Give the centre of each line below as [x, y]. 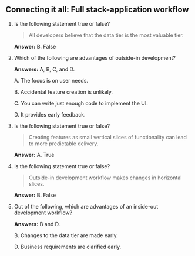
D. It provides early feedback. [50, 114]
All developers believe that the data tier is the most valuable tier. [106, 35]
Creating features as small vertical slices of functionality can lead [108, 137]
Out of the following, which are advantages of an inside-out [86, 206]
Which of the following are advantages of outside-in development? [95, 57]
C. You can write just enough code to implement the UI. [81, 103]
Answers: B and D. [37, 224]
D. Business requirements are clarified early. [68, 247]
